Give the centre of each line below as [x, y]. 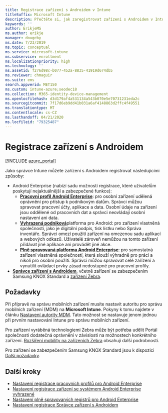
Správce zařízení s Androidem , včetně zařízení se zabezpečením [80, 271]
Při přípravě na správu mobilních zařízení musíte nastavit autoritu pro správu [84, 304]
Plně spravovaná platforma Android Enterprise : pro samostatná [86, 250]
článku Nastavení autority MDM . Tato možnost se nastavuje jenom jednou [81, 315]
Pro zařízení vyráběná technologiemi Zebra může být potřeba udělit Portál [81, 330]
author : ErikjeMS [23, 29]
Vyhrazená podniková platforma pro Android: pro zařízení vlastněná [90, 223]
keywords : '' [19, 24]
